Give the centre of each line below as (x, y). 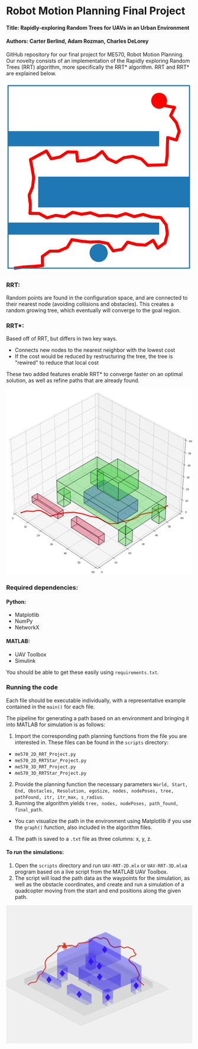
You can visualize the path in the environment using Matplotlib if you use (103, 821)
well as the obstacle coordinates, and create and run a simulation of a (99, 885)
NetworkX (27, 628)
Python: (16, 602)
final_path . (29, 809)
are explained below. (31, 73)
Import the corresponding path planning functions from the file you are (101, 736)
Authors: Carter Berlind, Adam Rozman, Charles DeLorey (77, 41)
